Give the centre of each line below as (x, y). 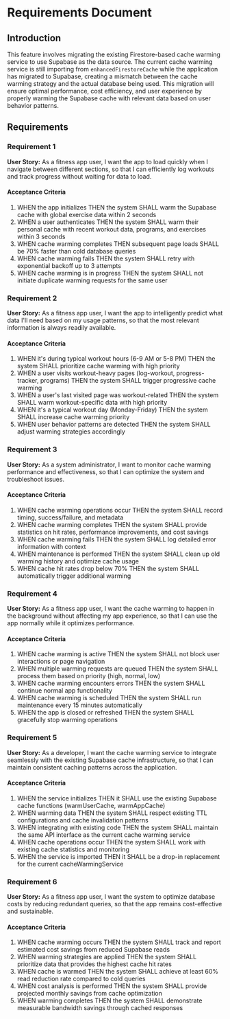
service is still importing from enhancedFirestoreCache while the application (113, 69)
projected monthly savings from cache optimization (90, 994)
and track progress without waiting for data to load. (79, 176)
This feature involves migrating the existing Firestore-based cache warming (114, 54)
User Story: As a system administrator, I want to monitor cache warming (109, 464)
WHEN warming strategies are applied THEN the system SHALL (107, 957)
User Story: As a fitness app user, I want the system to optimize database (111, 897)
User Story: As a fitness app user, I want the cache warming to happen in (111, 609)
